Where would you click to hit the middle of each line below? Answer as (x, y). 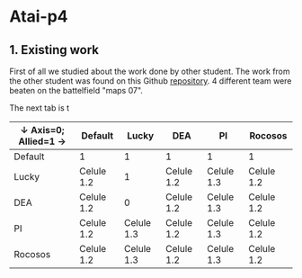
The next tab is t (40, 108)
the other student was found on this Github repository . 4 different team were (151, 81)
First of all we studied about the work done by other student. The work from (150, 71)
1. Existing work (54, 50)
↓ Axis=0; (42, 130)
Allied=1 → (42, 141)
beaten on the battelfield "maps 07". (76, 90)
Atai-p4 (39, 17)
